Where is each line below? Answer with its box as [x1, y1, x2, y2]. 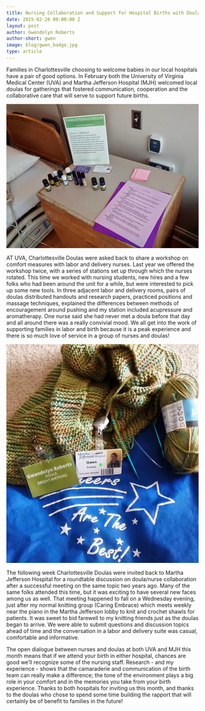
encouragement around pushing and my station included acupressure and [6, 305, 193, 313]
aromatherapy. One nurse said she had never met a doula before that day [6, 312, 190, 320]
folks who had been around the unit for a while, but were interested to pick [6, 280, 194, 287]
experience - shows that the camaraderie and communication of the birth [6, 665, 191, 672]
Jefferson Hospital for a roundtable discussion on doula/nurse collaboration [6, 575, 197, 582]
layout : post [6, 23, 40, 29]
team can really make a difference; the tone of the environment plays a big [6, 671, 193, 679]
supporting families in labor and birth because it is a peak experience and [6, 325, 191, 332]
